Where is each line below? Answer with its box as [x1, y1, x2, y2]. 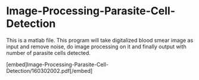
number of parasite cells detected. [6, 49, 91, 56]
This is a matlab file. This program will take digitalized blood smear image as [6, 36, 194, 44]
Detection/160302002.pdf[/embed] [6, 67, 93, 74]
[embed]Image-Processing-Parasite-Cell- [6, 61, 109, 68]
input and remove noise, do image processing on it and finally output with [6, 43, 186, 50]
